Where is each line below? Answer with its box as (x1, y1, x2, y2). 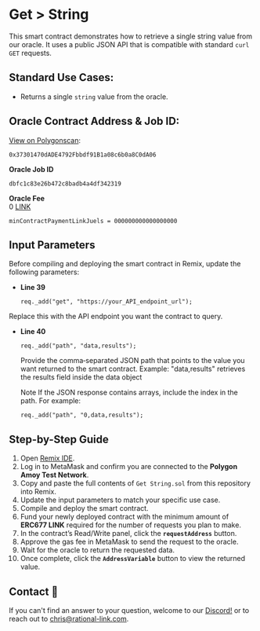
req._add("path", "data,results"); (20, 342, 137, 350)
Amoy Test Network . (20, 470, 89, 480)
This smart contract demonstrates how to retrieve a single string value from (9, 31, 253, 41)
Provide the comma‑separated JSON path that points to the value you (20, 356, 245, 365)
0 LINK (9, 202, 31, 211)
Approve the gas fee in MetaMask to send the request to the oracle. (20, 537, 239, 547)
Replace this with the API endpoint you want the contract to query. (9, 312, 223, 321)
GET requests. (9, 48, 52, 57)
